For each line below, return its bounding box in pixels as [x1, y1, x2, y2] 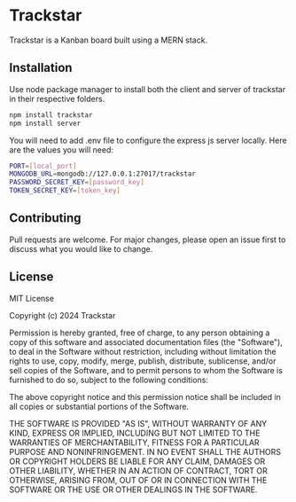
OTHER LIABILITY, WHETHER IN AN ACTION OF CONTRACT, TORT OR [9, 465, 268, 475]
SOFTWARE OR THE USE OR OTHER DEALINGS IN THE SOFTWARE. [9, 484, 258, 495]
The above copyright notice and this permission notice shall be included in [9, 391, 281, 402]
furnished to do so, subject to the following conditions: [9, 374, 208, 385]
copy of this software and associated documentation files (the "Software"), [9, 336, 284, 347]
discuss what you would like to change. [9, 243, 153, 254]
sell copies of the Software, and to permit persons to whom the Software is [9, 365, 284, 375]
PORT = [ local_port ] [9, 161, 77, 170]
